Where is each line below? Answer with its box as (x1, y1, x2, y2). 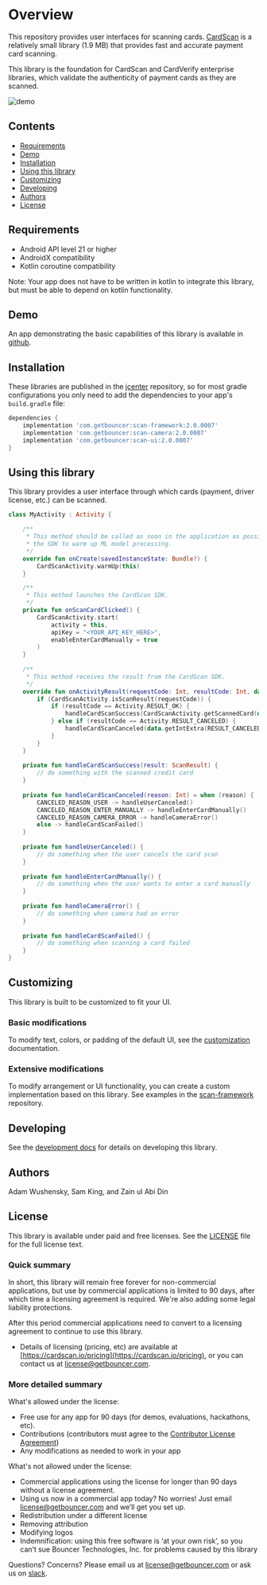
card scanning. (8, 49, 57, 58)
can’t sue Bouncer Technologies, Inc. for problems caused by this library (19, 1544, 258, 1554)
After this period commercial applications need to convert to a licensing (8, 1318, 242, 1328)
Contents (8, 119, 56, 133)
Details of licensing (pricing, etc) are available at (19, 1342, 178, 1352)
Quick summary (8, 1259, 72, 1271)
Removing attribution (19, 1519, 89, 1529)
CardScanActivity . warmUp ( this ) (37, 562, 141, 570)
